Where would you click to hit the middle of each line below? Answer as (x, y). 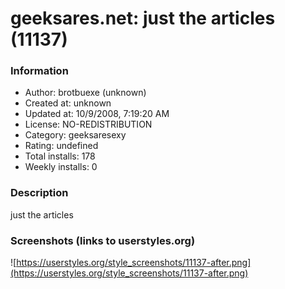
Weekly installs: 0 (61, 167)
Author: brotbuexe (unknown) (85, 93)
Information (39, 71)
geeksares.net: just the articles (143, 18)
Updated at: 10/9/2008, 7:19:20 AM (97, 114)
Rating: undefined (61, 146)
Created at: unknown (68, 103)
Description (39, 193)
